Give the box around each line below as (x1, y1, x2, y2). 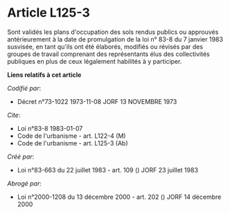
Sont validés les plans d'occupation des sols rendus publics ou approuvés (7, 28, 219, 36)
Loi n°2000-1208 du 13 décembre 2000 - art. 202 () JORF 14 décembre (17, 193, 222, 201)
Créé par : (7, 152, 35, 161)
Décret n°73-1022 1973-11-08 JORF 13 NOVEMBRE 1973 (17, 97, 177, 105)
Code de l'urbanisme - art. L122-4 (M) (17, 132, 126, 140)
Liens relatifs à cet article (7, 71, 82, 79)
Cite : (7, 111, 21, 119)
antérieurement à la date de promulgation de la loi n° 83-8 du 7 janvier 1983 (7, 35, 224, 43)
